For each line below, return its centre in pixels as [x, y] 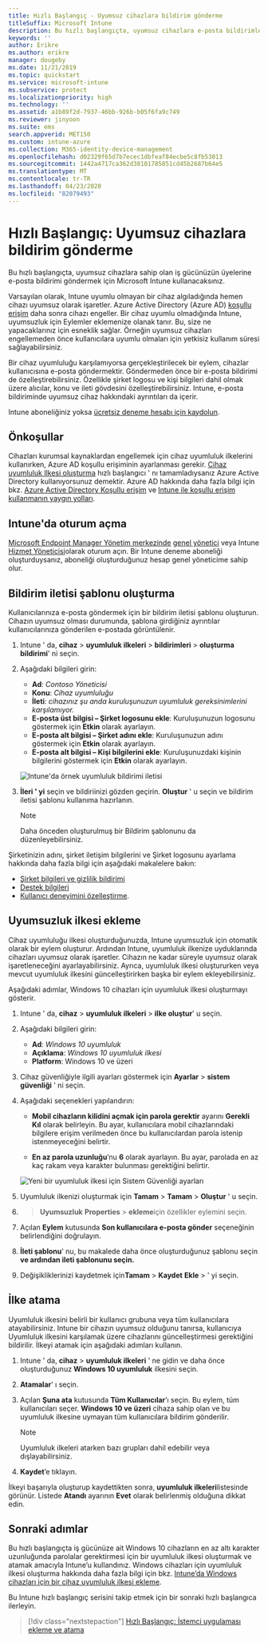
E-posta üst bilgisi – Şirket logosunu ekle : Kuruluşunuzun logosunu [143, 718]
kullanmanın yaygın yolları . [52, 499]
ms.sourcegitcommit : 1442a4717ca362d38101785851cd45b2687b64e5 [116, 164]
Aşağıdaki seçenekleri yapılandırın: [77, 1100]
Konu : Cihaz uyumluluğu [73, 693]
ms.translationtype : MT [48, 172]
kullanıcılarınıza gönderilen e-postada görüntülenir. [92, 630]
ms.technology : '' [39, 105]
